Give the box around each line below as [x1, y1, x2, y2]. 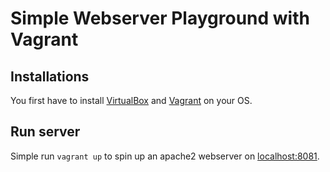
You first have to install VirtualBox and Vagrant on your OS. [10, 95, 253, 106]
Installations [10, 68, 90, 85]
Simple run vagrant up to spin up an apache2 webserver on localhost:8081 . [10, 150, 320, 162]
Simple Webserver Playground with [10, 7, 310, 30]
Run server [10, 123, 81, 141]
